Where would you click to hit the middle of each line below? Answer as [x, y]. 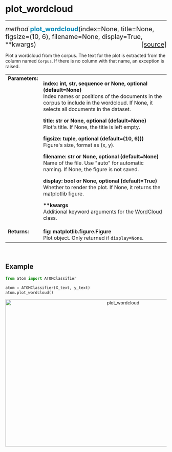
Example [19, 267]
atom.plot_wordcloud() [29, 293]
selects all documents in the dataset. [87, 109]
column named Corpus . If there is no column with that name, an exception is [85, 61]
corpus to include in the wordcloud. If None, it [98, 102]
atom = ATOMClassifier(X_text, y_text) [48, 287]
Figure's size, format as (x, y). [79, 145]
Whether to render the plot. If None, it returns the [102, 187]
